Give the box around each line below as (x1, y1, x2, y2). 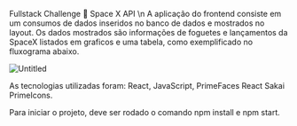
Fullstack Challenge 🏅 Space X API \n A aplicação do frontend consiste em (9, 9, 282, 19)
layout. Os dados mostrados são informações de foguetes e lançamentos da (9, 28, 288, 37)
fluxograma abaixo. (9, 46, 80, 57)
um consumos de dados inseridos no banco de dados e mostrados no (9, 18, 265, 28)
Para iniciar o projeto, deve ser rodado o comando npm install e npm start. (9, 107, 281, 117)
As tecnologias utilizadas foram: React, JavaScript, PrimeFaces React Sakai (9, 81, 285, 91)
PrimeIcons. (9, 90, 53, 100)
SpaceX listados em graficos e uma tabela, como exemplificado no (9, 36, 254, 47)
